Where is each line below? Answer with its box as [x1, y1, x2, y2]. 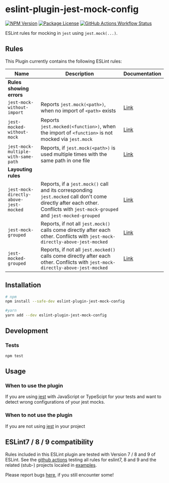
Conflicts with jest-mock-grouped [40, 206, 119, 213]
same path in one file [40, 157, 91, 164]
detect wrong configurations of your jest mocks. [5, 399, 105, 405]
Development [5, 327, 49, 335]
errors [8, 91, 23, 98]
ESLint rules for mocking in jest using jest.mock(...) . [5, 30, 118, 36]
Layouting [8, 166, 33, 173]
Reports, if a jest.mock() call [40, 180, 109, 187]
